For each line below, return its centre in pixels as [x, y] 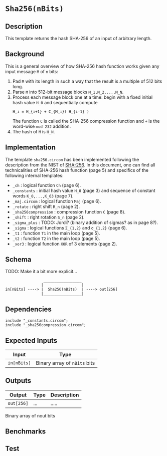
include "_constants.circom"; [37, 321]
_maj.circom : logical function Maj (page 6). [57, 201]
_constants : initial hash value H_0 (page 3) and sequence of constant [84, 190]
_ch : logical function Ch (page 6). [47, 185]
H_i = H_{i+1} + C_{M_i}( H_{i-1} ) [51, 112]
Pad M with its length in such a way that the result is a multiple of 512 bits [87, 81]
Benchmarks [26, 432]
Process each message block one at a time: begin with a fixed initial [82, 97]
